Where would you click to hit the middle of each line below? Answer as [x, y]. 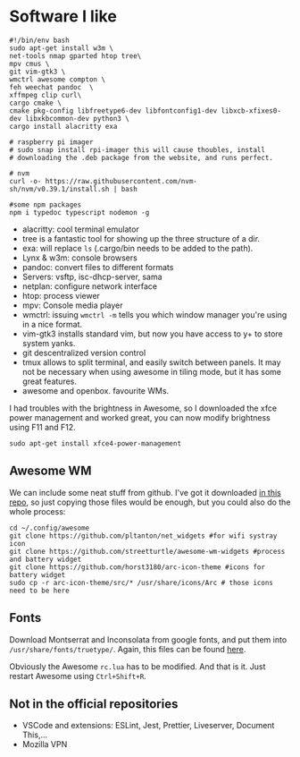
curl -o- [25, 181]
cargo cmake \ [36, 103]
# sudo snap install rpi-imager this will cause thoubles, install [137, 149]
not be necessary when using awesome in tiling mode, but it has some [151, 371]
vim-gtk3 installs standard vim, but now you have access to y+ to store [152, 334]
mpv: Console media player [72, 305]
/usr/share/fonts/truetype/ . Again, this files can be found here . [128, 649]
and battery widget [46, 559]
